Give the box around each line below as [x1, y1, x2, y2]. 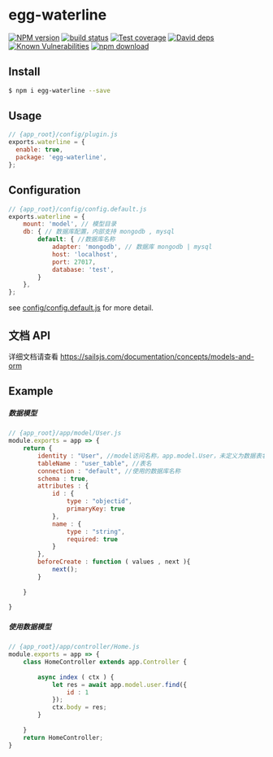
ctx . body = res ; [51, 703, 107, 711]
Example [8, 384, 54, 398]
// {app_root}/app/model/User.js [8, 429, 122, 437]
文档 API [8, 328, 51, 343]
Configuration [8, 183, 81, 197]
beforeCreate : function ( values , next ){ [37, 558, 191, 567]
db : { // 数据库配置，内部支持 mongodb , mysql [23, 228, 175, 236]
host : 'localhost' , [51, 250, 118, 258]
